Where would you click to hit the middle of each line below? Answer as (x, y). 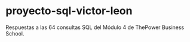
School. (15, 33)
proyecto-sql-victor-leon (69, 11)
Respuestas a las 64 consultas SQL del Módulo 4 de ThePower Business (95, 27)
